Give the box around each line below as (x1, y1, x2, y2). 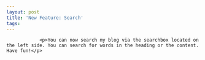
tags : (6, 20, 20, 26)
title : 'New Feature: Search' (6, 15, 84, 21)
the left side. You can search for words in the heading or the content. (6, 42, 199, 49)
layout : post (6, 9, 40, 15)
